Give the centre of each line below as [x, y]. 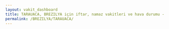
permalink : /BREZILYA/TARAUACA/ [39, 19]
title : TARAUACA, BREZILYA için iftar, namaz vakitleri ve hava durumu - [85, 14]
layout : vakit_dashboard [31, 10]
